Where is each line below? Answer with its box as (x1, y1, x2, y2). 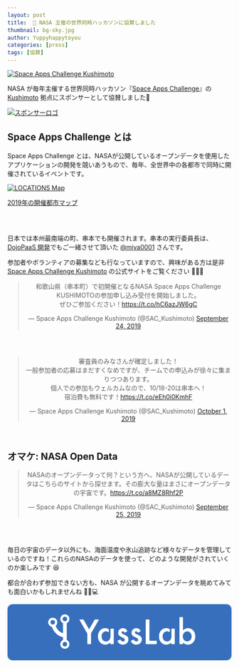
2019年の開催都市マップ (7, 198, 78, 207)
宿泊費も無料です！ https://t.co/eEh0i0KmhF (64, 392, 193, 401)
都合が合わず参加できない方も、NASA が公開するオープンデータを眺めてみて (7, 578, 232, 587)
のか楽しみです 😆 (7, 563, 60, 572)
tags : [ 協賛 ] (7, 49, 44, 56)
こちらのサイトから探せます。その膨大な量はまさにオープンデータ (38, 480, 231, 488)
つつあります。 (110, 374, 154, 383)
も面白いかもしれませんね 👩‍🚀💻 (7, 587, 99, 596)
